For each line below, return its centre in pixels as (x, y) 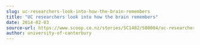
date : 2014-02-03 (28, 22)
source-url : (21, 28)
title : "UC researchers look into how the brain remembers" (82, 17)
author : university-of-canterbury (49, 33)
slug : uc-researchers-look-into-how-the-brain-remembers (78, 11)
